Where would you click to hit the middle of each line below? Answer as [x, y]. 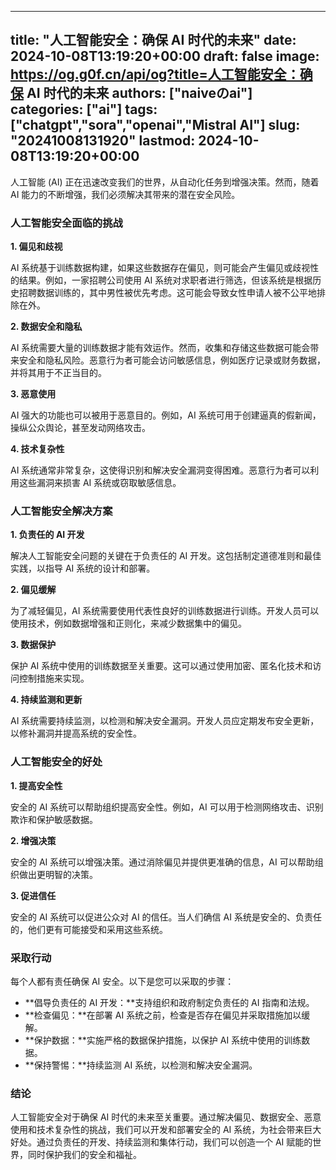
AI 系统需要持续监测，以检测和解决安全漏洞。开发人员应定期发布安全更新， [165, 721]
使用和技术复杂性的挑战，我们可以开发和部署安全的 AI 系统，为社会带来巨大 [166, 1130]
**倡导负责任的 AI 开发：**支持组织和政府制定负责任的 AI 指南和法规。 [169, 1002]
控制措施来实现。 [54, 678]
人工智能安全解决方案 [61, 511]
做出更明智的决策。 [58, 874]
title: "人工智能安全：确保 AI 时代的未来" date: [153, 40]
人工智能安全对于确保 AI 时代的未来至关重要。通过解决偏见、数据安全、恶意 [166, 1117]
